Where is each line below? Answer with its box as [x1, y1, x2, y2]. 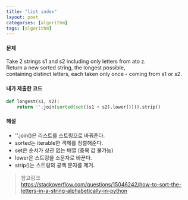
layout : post [6, 14, 39, 20]
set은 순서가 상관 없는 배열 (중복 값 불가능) [14, 147, 114, 154]
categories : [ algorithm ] [6, 20, 68, 26]
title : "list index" [6, 8, 58, 15]
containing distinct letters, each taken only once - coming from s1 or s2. [6, 71, 183, 78]
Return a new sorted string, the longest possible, [6, 64, 126, 71]
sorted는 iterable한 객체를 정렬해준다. [14, 139, 104, 146]
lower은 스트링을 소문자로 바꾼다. [14, 154, 92, 161]
